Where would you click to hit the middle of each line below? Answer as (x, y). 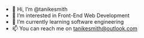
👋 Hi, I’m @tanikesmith (40, 9)
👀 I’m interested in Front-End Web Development (71, 15)
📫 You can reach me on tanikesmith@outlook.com (75, 28)
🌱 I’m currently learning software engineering (68, 22)
